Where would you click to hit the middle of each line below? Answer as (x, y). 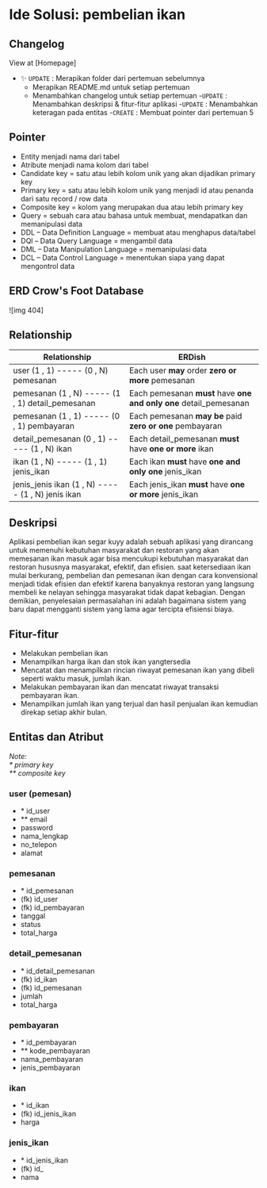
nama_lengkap (44, 836)
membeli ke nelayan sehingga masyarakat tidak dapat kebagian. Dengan (127, 592)
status (31, 925)
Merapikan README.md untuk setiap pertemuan (111, 87)
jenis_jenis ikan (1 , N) (54, 485)
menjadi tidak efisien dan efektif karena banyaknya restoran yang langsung (132, 584)
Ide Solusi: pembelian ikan (97, 15)
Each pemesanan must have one (190, 393)
